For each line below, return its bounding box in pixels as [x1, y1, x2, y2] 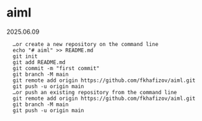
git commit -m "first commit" [12, 65, 100, 71]
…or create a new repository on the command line [12, 41, 158, 47]
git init [12, 53, 38, 60]
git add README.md [12, 58, 66, 66]
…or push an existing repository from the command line [12, 89, 177, 96]
